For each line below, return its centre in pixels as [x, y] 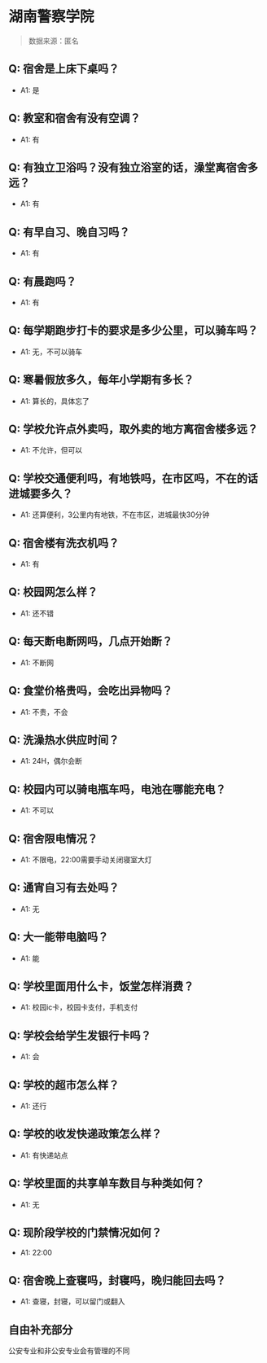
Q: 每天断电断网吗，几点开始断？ [91, 641]
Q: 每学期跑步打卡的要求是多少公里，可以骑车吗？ [133, 331]
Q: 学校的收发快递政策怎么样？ [85, 1134]
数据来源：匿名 [53, 41]
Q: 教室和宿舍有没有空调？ [74, 118]
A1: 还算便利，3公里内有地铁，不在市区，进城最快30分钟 [115, 515]
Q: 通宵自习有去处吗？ [64, 888]
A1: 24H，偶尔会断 [51, 761]
